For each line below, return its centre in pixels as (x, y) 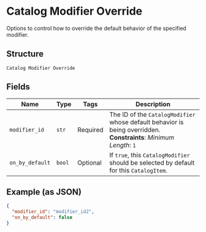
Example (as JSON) (44, 192)
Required (90, 130)
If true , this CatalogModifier (150, 155)
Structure (25, 54)
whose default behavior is (147, 122)
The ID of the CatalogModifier (153, 114)
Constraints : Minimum (142, 137)
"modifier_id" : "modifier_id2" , (53, 212)
